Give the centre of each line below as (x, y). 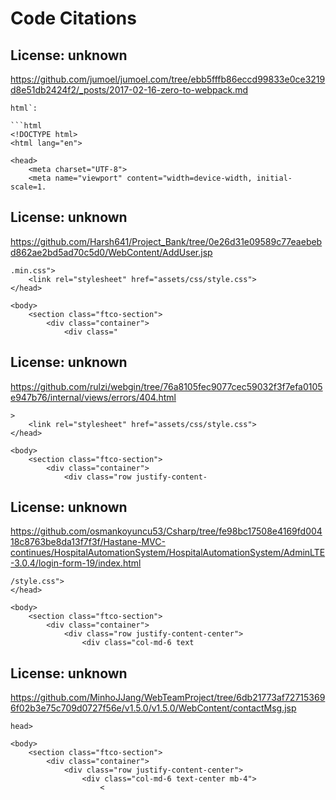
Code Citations (73, 18)
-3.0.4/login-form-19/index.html (76, 563)
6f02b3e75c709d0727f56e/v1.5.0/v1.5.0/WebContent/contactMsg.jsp (153, 708)
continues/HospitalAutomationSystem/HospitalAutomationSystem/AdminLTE (168, 553)
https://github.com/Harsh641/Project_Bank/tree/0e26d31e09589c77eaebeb (166, 241)
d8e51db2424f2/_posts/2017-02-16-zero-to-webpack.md (129, 90)
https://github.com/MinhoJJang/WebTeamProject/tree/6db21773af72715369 (168, 698)
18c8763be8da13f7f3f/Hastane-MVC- (88, 542)
